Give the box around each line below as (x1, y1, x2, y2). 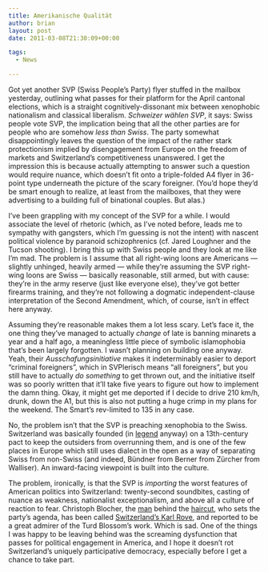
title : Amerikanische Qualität (8, 11, 113, 20)
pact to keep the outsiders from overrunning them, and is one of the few (8, 438, 246, 446)
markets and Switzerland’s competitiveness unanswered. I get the (8, 153, 226, 162)
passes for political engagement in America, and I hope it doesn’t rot (8, 538, 234, 547)
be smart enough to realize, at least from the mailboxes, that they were (8, 187, 242, 196)
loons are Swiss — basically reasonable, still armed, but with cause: (26, 270, 250, 280)
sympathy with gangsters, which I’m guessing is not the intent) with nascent (8, 228, 258, 237)
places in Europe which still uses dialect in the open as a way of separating (8, 446, 256, 455)
